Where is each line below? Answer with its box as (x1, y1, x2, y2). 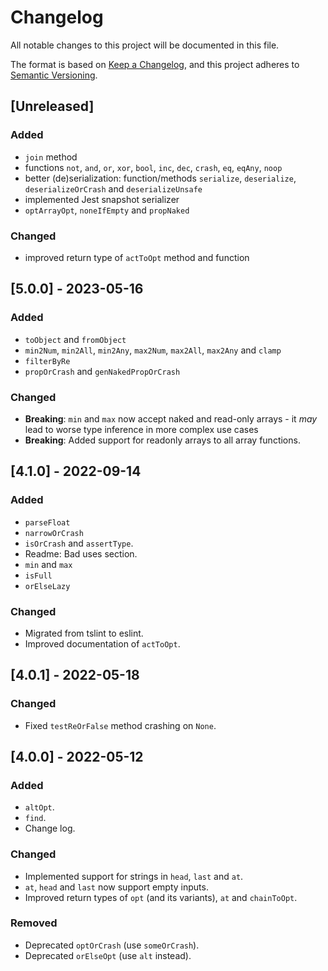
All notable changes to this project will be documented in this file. (10, 39, 280, 51)
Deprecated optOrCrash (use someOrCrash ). (24, 939, 200, 951)
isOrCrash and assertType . (24, 537, 134, 549)
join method (24, 151, 78, 163)
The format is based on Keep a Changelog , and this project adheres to (10, 58, 300, 70)
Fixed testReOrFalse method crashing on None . (24, 719, 217, 731)
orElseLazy (24, 581, 71, 591)
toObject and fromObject (24, 333, 127, 345)
